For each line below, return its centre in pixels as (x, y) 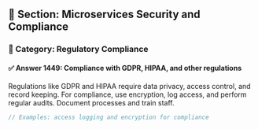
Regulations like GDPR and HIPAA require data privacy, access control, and (129, 86)
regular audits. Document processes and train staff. (91, 102)
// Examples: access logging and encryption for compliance (109, 117)
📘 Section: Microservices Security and (104, 15)
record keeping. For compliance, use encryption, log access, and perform (127, 94)
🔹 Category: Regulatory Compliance (78, 50)
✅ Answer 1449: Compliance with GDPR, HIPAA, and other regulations (125, 68)
